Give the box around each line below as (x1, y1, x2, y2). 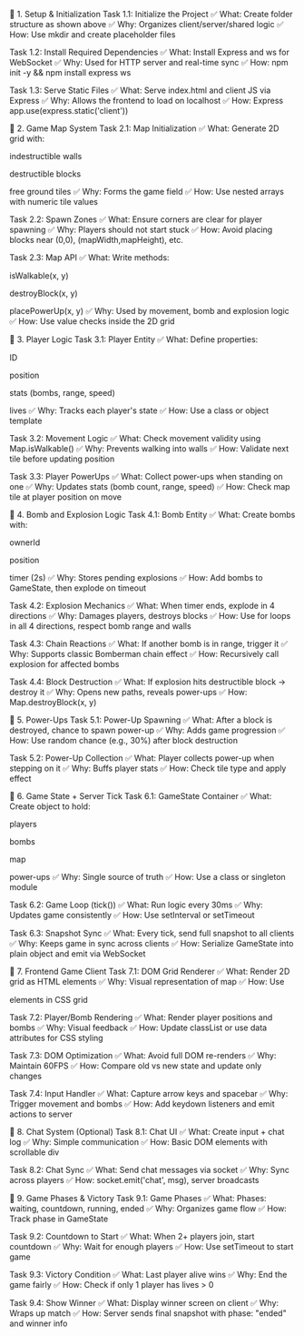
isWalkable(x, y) (9, 270, 70, 281)
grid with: (9, 133, 45, 144)
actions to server (9, 1108, 73, 1119)
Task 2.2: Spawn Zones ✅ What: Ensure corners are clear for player (9, 214, 263, 225)
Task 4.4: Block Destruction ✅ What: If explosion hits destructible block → (9, 676, 286, 687)
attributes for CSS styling (9, 1033, 103, 1043)
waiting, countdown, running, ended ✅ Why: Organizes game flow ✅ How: (9, 1203, 288, 1214)
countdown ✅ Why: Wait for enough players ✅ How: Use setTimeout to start (9, 1241, 294, 1251)
